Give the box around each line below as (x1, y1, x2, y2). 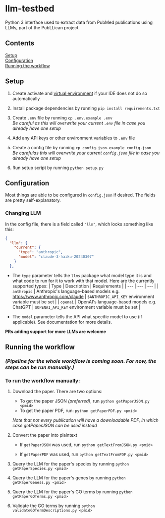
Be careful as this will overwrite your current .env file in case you (12, 120, 146, 126)
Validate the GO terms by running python (12, 503, 95, 509)
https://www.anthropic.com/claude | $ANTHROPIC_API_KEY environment (12, 293, 155, 299)
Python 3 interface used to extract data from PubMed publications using (5, 19, 153, 25)
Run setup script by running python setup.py (12, 165, 104, 171)
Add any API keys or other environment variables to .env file (12, 135, 135, 141)
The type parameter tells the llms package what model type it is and (12, 272, 152, 278)
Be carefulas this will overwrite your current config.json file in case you (12, 150, 160, 156)
